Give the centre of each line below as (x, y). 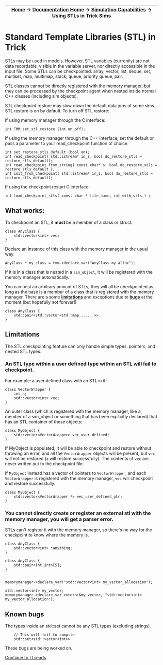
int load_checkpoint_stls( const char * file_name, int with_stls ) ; (78, 196)
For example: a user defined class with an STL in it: (56, 380)
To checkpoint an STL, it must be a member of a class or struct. (69, 222)
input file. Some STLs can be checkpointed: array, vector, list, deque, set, (78, 71)
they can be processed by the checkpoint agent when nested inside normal (81, 91)
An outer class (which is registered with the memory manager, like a (73, 411)
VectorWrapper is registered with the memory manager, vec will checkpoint (79, 478)
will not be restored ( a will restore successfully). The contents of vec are (77, 458)
